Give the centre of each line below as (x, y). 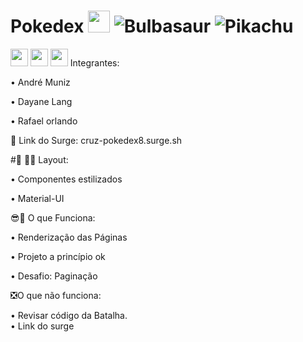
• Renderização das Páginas (69, 237)
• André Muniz (40, 82)
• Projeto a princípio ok (58, 256)
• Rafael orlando (44, 121)
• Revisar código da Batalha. (69, 315)
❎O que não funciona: (56, 295)
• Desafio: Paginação (54, 276)
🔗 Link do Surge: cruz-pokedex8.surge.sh (96, 140)
